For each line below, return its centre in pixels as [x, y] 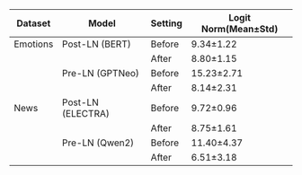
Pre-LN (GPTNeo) [100, 73]
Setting [166, 23]
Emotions [34, 44]
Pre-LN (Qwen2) [98, 143]
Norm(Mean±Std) [240, 29]
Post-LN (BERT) [97, 44]
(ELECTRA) [85, 114]
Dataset [34, 23]
